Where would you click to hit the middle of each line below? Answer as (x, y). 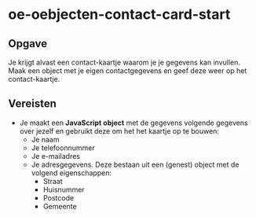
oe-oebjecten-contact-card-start (119, 15)
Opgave (28, 44)
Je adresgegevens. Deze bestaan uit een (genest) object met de (135, 164)
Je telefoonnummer (63, 148)
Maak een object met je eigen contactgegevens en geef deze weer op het (128, 71)
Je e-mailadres (56, 156)
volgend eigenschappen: (71, 173)
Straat (53, 181)
